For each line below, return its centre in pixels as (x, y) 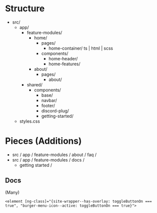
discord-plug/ (55, 110)
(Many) (12, 192)
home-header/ (63, 58)
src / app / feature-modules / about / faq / (54, 155)
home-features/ (65, 64)
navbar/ (49, 100)
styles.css (30, 121)
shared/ (34, 84)
